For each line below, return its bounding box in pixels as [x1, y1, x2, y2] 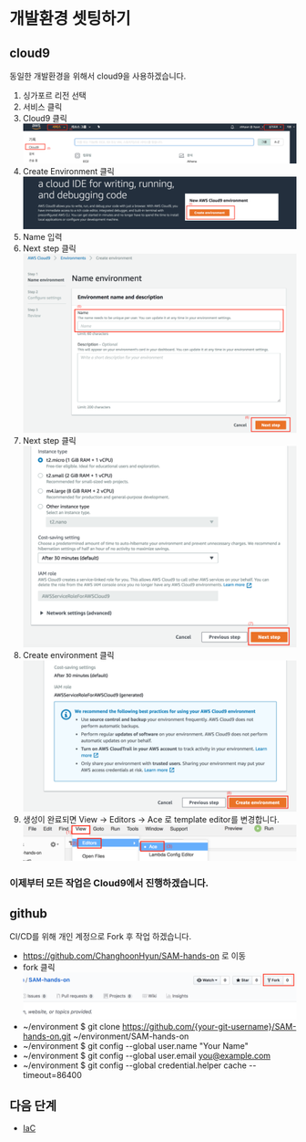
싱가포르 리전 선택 [22, 90, 87, 100]
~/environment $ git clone [22, 1021, 121, 1032]
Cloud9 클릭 [22, 113, 68, 123]
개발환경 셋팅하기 [9, 8, 131, 29]
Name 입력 [22, 232, 63, 243]
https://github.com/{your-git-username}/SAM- [122, 1021, 297, 1032]
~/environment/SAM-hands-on [72, 1031, 189, 1042]
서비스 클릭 [22, 101, 63, 112]
